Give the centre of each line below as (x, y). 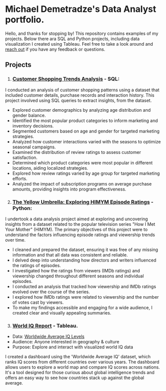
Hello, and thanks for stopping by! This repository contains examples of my (82, 33)
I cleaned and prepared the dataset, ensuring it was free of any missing (85, 250)
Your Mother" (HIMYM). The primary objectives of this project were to (76, 229)
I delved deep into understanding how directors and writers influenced (84, 260)
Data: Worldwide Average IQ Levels (48, 336)
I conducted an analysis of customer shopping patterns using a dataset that (82, 90)
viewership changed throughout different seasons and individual (78, 276)
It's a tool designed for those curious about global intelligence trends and (80, 373)
